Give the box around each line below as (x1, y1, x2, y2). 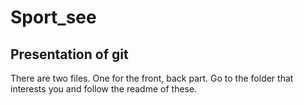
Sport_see (10, 6, 97, 29)
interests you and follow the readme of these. (10, 83, 198, 95)
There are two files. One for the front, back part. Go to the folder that (10, 72, 294, 84)
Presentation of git (10, 46, 129, 63)
